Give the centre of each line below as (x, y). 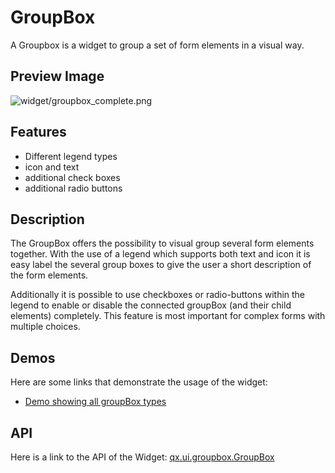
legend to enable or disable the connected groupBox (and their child (151, 305)
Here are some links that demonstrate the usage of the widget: (139, 382)
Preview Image (57, 76)
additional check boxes (72, 177)
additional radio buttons (73, 188)
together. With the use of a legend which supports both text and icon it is (160, 254)
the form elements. (49, 275)
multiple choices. (45, 327)
